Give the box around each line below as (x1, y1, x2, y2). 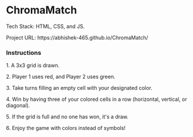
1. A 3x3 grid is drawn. (6, 62, 60, 69)
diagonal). (6, 102, 30, 109)
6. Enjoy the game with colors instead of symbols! (6, 125, 126, 132)
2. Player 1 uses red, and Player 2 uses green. (6, 73, 115, 80)
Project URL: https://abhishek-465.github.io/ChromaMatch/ (6, 34, 149, 41)
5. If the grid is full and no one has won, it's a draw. (6, 113, 129, 120)
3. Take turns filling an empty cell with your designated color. (6, 85, 153, 92)
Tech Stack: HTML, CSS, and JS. (6, 23, 85, 30)
